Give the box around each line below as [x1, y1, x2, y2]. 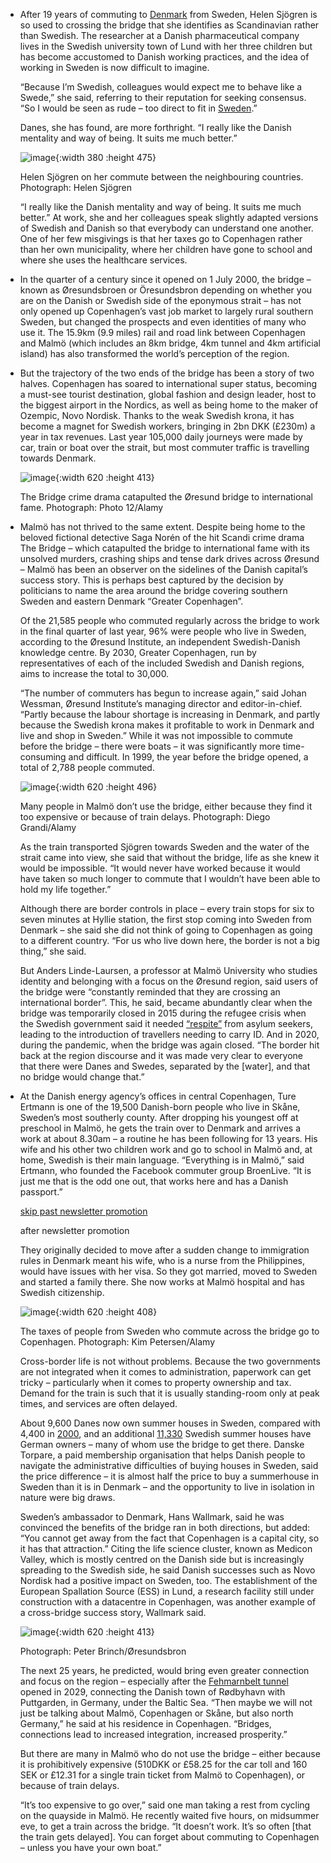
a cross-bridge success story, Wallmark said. [19, 1607, 207, 1618]
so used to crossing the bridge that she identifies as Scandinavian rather [19, 19, 320, 31]
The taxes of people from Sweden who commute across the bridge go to [19, 1325, 320, 1337]
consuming [19, 751, 67, 763]
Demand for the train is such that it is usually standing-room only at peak [19, 1387, 320, 1399]
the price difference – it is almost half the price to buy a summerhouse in [19, 1470, 319, 1482]
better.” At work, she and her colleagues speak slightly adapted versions [19, 212, 319, 223]
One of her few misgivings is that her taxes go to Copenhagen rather [19, 233, 303, 244]
